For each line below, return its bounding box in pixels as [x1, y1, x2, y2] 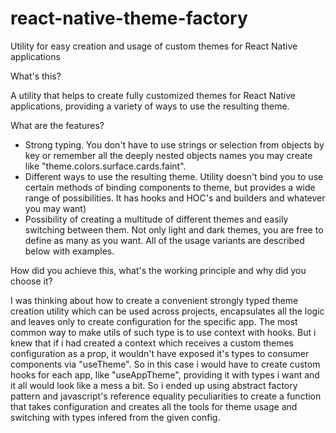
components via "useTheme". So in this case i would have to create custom [10, 358, 321, 370]
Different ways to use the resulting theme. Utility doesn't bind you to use [24, 170, 324, 182]
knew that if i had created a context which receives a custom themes [10, 337, 294, 349]
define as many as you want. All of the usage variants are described [24, 234, 305, 246]
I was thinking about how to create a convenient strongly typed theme [10, 294, 299, 306]
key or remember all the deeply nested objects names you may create [24, 149, 313, 161]
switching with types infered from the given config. [10, 411, 221, 423]
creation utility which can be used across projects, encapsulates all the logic [10, 305, 325, 317]
